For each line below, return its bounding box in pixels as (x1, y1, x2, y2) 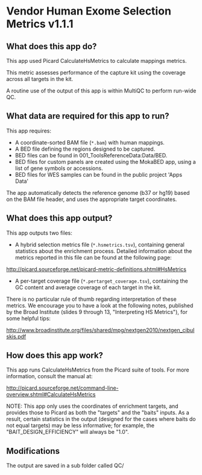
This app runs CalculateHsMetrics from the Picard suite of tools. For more (6, 366, 189, 373)
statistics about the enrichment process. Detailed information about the (14, 247, 192, 255)
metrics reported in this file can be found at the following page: (14, 254, 172, 261)
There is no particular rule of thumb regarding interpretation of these (6, 295, 177, 303)
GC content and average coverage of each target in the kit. (14, 283, 162, 291)
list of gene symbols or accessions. (14, 165, 104, 172)
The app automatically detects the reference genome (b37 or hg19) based (6, 189, 190, 196)
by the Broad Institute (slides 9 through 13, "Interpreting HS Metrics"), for (6, 308, 188, 315)
